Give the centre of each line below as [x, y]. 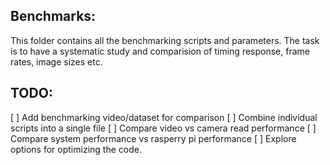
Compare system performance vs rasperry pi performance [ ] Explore [153, 138]
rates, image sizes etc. [56, 61]
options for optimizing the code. [76, 149]
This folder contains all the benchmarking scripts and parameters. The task [165, 40]
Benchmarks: [53, 16]
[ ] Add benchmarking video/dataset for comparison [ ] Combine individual [164, 117]
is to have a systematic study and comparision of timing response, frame [160, 51]
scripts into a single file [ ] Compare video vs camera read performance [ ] [163, 128]
